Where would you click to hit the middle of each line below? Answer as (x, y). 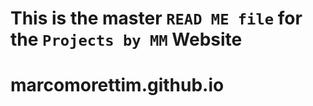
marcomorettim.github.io (117, 85)
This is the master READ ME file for (156, 18)
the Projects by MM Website (126, 39)
